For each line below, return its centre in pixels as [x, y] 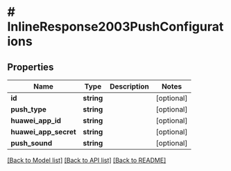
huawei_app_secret [43, 132]
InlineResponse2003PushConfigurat [115, 27]
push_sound [32, 143]
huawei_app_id [36, 120]
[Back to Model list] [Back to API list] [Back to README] [87, 160]
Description [129, 86]
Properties [31, 67]
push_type [29, 109]
